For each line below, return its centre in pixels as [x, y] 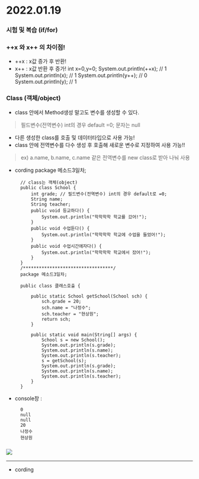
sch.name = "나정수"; [66, 308]
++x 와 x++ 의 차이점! [36, 47]
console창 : [28, 398]
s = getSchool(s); [64, 360]
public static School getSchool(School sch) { [89, 296]
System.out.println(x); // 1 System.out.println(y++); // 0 [81, 75]
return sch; [56, 319]
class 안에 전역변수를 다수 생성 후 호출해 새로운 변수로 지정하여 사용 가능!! [100, 145]
